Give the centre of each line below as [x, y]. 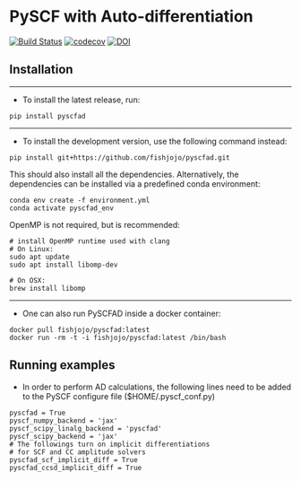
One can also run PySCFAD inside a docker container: [121, 313]
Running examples [62, 365]
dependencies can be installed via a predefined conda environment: [135, 184]
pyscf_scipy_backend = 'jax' [64, 436]
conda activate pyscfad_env [62, 208]
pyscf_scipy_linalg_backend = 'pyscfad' [86, 428]
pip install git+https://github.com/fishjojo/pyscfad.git [120, 157]
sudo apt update [39, 257]
